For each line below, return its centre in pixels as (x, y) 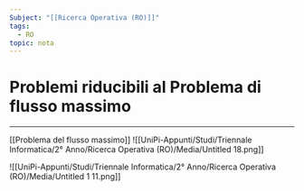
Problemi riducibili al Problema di (136, 87)
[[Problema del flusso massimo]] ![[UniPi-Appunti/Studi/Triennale (131, 140)
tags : (19, 26)
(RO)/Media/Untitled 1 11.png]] (65, 177)
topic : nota (32, 43)
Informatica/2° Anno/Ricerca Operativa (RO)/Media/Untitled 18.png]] (137, 150)
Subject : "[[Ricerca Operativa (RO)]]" (85, 18)
